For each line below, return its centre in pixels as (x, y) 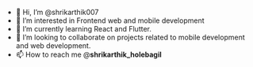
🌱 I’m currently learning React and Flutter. (84, 29)
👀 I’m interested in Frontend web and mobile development (110, 20)
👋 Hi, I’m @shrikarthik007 (57, 12)
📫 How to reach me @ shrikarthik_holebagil (89, 54)
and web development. (53, 46)
